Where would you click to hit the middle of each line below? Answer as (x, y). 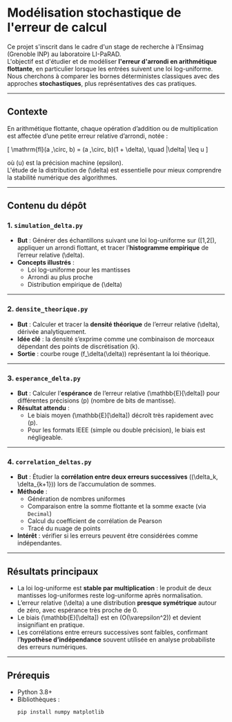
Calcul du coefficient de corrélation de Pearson (95, 521)
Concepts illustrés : (46, 263)
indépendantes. (39, 543)
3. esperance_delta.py (44, 378)
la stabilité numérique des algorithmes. (62, 177)
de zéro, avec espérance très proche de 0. (78, 610)
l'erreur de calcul (57, 27)
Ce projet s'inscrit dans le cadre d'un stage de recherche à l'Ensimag (105, 46)
